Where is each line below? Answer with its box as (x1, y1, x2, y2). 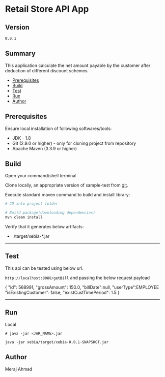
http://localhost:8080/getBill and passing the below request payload (5, 275, 150, 281)
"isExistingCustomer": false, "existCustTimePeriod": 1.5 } (5, 289, 120, 295)
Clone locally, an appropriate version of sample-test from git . (5, 182, 129, 188)
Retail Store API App (5, 3, 89, 15)
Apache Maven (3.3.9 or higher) (12, 145, 77, 151)
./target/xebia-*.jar (12, 233, 50, 239)
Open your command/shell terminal (5, 173, 77, 179)
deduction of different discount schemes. (5, 67, 89, 73)
